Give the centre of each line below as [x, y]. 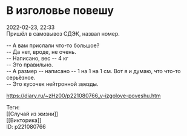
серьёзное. [21, 77]
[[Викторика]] [24, 120]
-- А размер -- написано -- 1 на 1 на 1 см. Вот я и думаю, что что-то [93, 71]
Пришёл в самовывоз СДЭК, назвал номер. [63, 33]
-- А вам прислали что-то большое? [53, 45]
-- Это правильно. [30, 65]
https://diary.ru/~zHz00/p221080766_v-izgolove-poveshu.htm [84, 96]
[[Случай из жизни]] [32, 114]
